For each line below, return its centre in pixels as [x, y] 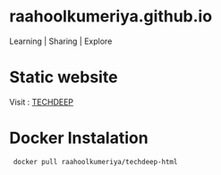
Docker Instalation [79, 138]
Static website [64, 77]
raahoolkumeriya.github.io [111, 17]
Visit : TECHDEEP [42, 102]
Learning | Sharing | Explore [61, 41]
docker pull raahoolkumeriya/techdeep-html [95, 162]
